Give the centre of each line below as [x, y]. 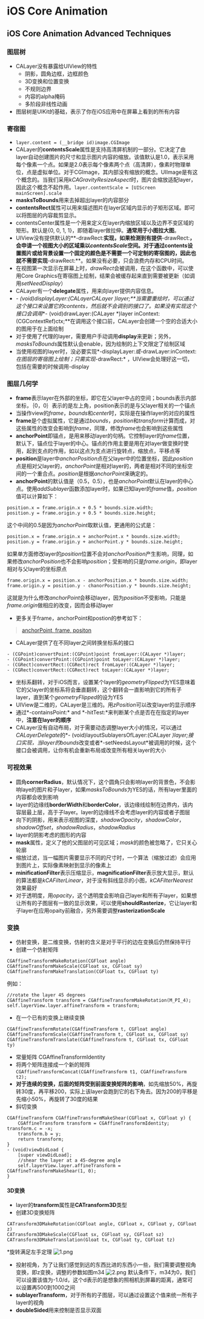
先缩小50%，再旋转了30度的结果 [57, 1099]
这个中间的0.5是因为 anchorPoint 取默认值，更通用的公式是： [82, 525]
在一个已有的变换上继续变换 [50, 1018]
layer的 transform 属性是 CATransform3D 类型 [71, 1205]
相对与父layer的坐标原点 [37, 569]
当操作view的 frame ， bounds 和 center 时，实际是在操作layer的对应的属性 [105, 413]
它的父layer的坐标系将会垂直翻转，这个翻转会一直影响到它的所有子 [99, 690]
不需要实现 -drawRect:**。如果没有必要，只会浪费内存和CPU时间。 [104, 261]
